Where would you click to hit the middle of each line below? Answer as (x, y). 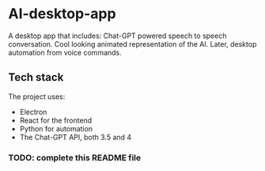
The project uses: (37, 97)
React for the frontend (56, 120)
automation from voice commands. (65, 52)
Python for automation (56, 128)
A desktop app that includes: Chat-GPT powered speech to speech (117, 36)
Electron (33, 112)
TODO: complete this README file (74, 158)
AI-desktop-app (62, 14)
